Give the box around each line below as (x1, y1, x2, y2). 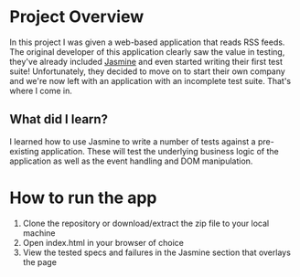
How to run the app (9, 187, 157, 208)
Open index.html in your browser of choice (22, 237, 185, 248)
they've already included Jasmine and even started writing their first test (9, 56, 284, 67)
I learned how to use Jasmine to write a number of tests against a (9, 135, 256, 147)
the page (22, 256, 58, 267)
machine (22, 227, 57, 239)
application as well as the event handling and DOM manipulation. (9, 155, 253, 166)
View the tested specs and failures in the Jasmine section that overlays (22, 247, 291, 258)
